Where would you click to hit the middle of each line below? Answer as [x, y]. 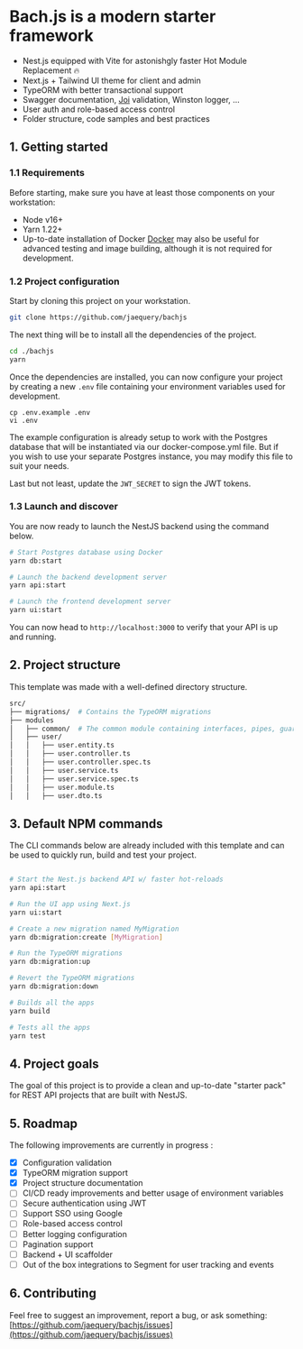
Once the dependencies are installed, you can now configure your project [146, 377]
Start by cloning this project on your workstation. [100, 300]
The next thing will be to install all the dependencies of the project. [133, 335]
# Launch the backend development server [88, 577]
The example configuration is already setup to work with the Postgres [138, 437]
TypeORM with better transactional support [102, 90]
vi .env [24, 420]
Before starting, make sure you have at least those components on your [142, 192]
